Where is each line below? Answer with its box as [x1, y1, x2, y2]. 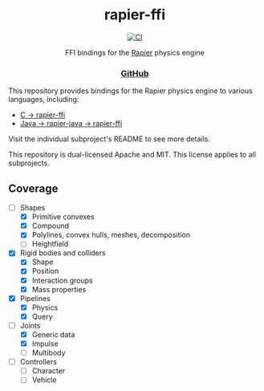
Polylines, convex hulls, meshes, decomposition [31, 230, 191, 240]
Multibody [31, 348, 66, 358]
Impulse [31, 339, 59, 348]
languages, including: [8, 95, 79, 104]
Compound [31, 221, 70, 230]
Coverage [8, 181, 59, 195]
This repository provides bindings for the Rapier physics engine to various [8, 86, 253, 96]
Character [31, 366, 66, 376]
